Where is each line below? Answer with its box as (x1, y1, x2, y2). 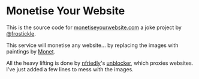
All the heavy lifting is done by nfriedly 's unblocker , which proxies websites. (6, 59, 194, 67)
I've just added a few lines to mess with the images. (6, 65, 134, 72)
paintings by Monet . (6, 48, 56, 55)
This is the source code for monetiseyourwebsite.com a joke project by (6, 24, 182, 31)
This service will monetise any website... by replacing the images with (6, 42, 179, 49)
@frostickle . (6, 30, 36, 37)
